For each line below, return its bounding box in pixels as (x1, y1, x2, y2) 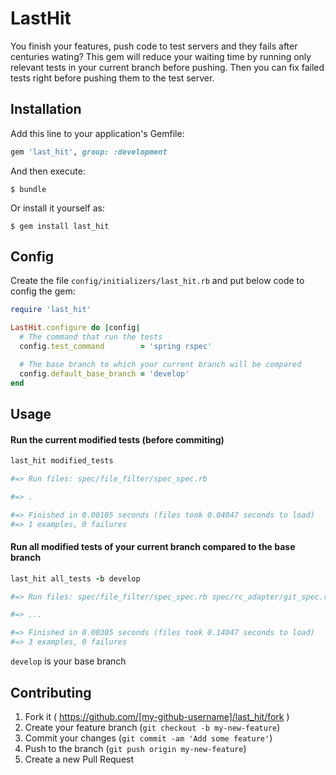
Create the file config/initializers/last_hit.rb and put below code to (10, 275, 305, 287)
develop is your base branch (10, 655, 127, 667)
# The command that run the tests (19, 332, 163, 342)
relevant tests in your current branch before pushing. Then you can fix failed (10, 61, 325, 73)
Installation (10, 101, 82, 118)
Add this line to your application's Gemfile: (10, 127, 185, 139)
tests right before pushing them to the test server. (10, 72, 215, 84)
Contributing (10, 684, 92, 701)
